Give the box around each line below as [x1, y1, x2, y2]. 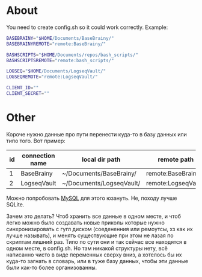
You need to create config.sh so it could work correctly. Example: [6, 24, 168, 31]
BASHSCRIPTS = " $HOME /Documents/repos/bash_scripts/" [6, 52, 138, 58]
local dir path [82, 155, 121, 164]
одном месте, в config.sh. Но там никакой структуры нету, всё [6, 244, 168, 252]
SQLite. [6, 200, 25, 208]
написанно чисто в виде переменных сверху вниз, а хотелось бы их [6, 251, 182, 258]
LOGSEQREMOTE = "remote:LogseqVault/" [6, 74, 98, 80]
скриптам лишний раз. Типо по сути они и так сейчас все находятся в [6, 238, 187, 245]
